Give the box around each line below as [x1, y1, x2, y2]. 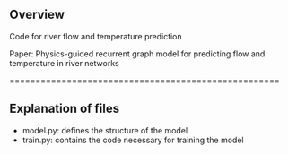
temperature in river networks [9, 57, 119, 68]
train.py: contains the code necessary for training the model [22, 134, 244, 145]
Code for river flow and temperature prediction [9, 30, 182, 41]
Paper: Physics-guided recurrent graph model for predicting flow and [9, 48, 266, 59]
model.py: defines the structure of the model [22, 124, 188, 135]
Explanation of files [9, 101, 120, 116]
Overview [9, 7, 65, 22]
